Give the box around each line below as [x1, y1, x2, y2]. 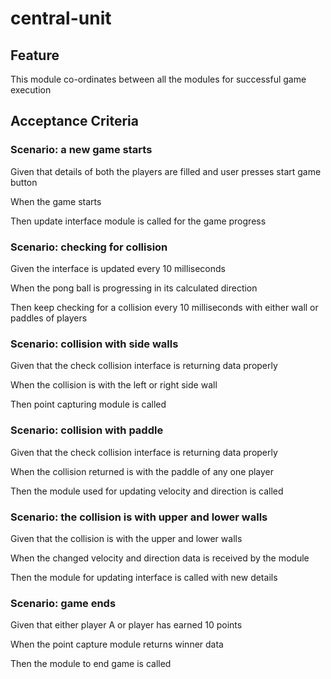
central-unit [10, 7, 112, 30]
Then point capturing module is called [10, 398, 167, 411]
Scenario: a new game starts [10, 143, 153, 157]
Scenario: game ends [10, 596, 117, 610]
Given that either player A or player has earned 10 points [10, 619, 243, 631]
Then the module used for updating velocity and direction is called [10, 485, 284, 497]
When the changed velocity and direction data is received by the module [10, 552, 310, 564]
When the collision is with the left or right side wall [10, 379, 218, 391]
